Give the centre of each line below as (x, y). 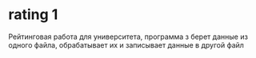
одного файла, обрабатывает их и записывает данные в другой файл (126, 44)
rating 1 (33, 15)
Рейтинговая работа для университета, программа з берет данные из (128, 37)
